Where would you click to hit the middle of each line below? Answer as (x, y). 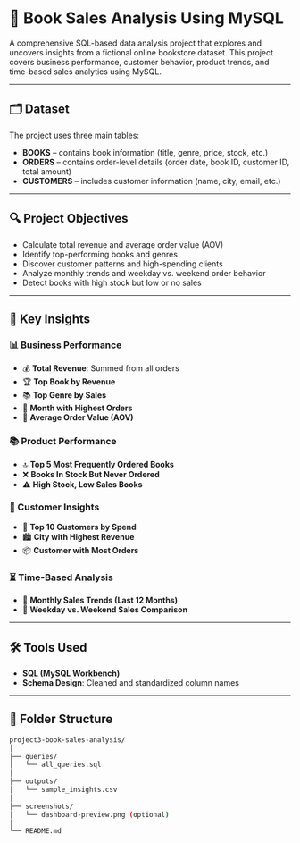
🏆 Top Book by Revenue (69, 382)
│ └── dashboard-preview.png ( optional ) (89, 814)
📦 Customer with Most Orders (80, 550)
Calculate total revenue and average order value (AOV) (123, 244)
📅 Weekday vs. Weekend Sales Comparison (105, 610)
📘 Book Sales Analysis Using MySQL (146, 18)
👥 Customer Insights (54, 507)
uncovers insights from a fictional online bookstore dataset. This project (142, 52)
